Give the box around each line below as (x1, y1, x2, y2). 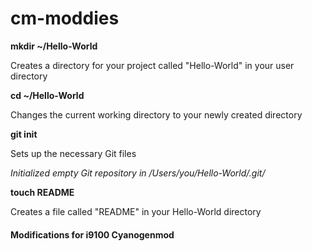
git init (10, 128, 38, 140)
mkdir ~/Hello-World (10, 40, 98, 52)
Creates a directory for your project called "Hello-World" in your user (10, 59, 295, 71)
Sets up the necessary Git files (10, 147, 137, 159)
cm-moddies (10, 7, 120, 30)
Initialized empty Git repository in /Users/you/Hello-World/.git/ (10, 167, 266, 179)
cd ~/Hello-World (10, 89, 85, 101)
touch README (10, 186, 75, 198)
